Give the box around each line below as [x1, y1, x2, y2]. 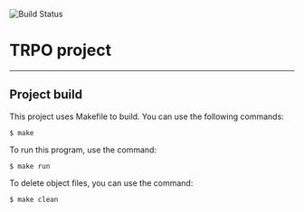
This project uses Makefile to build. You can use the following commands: [9, 111, 285, 122]
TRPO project [9, 41, 111, 60]
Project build [9, 87, 83, 103]
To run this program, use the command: [9, 144, 157, 155]
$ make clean [9, 195, 59, 204]
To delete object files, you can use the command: [9, 177, 194, 189]
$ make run [9, 161, 51, 171]
